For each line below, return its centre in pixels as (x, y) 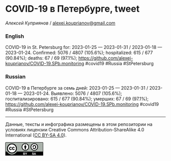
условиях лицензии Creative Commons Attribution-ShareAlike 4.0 (75, 129)
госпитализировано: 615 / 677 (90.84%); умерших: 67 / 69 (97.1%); (77, 99)
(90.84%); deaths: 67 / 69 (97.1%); (41, 58)
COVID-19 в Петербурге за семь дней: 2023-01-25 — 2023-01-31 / (77, 88)
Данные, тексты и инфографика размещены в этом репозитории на (79, 124)
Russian (16, 77)
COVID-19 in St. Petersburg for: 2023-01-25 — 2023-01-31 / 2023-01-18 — (84, 47)
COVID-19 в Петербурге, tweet (73, 9)
